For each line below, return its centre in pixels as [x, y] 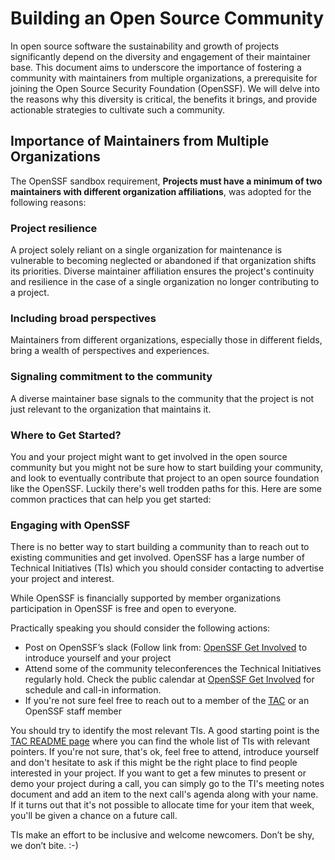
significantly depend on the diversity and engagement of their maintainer [160, 56]
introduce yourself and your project [98, 658]
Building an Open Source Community [167, 18]
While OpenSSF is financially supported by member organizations [146, 598]
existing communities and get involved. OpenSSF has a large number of [157, 558]
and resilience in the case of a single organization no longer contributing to [165, 282]
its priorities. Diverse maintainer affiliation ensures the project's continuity [162, 271]
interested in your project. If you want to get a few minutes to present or [158, 773]
